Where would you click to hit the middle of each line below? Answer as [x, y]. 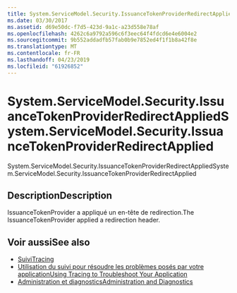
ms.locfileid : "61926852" [45, 66]
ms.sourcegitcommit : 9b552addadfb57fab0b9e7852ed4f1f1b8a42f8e [102, 40]
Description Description [60, 195]
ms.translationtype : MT [42, 47]
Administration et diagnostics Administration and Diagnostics [105, 282]
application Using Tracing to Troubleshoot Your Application [103, 274]
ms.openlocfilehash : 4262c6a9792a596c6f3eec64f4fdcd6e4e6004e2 [102, 34]
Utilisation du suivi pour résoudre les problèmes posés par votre [111, 267]
